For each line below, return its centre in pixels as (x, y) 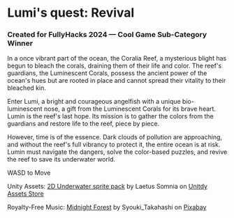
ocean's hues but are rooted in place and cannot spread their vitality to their (117, 81)
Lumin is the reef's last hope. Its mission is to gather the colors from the (111, 116)
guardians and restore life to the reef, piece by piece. (83, 124)
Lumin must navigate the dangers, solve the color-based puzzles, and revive (117, 152)
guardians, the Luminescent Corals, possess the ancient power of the (107, 73)
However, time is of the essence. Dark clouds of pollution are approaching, (115, 137)
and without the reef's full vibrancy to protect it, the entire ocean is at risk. (114, 145)
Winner (20, 43)
